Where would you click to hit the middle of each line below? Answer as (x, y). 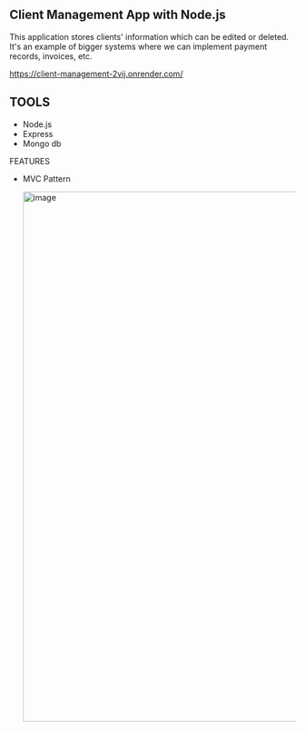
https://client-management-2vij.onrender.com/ (96, 74)
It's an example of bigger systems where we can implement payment (138, 46)
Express (38, 133)
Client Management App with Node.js (118, 15)
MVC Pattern (46, 178)
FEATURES (30, 161)
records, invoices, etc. (51, 56)
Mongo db (42, 143)
